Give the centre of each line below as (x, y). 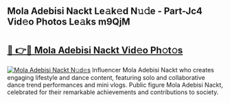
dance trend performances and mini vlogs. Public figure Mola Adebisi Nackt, (115, 85)
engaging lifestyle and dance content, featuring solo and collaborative (106, 77)
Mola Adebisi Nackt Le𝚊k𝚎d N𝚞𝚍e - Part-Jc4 (105, 11)
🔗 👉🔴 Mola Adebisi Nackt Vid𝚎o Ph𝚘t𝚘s (95, 50)
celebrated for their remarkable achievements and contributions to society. (113, 92)
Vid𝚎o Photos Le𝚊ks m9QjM (69, 22)
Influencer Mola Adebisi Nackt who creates (153, 70)
